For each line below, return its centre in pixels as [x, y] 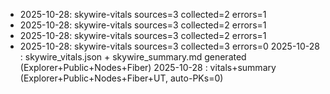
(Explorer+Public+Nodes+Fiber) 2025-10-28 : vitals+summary [148, 67]
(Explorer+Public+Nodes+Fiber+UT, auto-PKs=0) [121, 78]
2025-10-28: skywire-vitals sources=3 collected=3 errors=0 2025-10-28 [170, 46]
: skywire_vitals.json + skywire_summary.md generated [133, 57]
